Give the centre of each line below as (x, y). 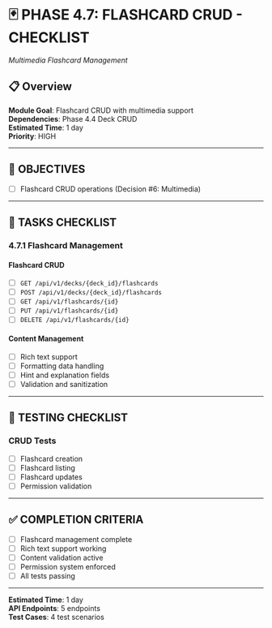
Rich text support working (63, 548)
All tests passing (47, 575)
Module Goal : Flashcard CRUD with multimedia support (101, 110)
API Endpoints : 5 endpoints (55, 608)
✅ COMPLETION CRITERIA (76, 520)
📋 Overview (40, 86)
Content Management (46, 339)
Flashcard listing (47, 467)
